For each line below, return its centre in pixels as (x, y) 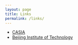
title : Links (18, 14)
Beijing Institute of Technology (42, 37)
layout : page (18, 9)
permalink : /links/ (25, 18)
